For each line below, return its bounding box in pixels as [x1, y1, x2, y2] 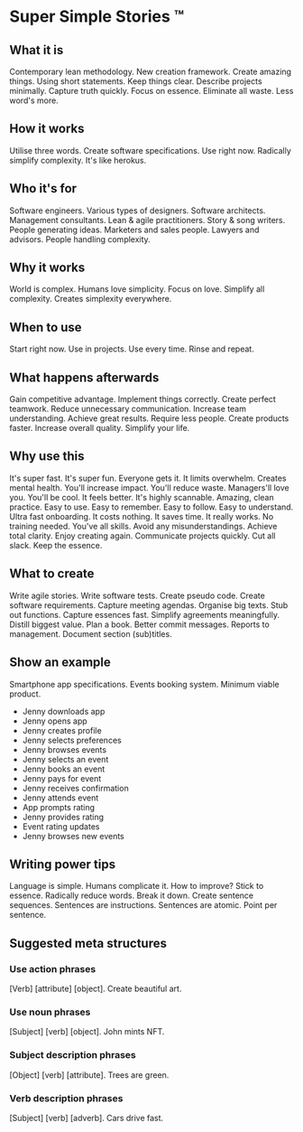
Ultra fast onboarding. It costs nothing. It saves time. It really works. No [9, 510, 274, 521]
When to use [9, 319, 83, 335]
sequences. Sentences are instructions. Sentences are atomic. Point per [9, 900, 278, 911]
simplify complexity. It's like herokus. [9, 154, 147, 165]
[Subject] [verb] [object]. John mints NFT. [9, 1026, 165, 1037]
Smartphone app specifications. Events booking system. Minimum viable [9, 678, 280, 689]
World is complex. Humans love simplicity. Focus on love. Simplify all [9, 284, 265, 295]
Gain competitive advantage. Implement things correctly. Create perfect [9, 394, 277, 405]
